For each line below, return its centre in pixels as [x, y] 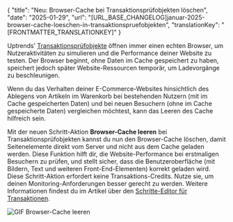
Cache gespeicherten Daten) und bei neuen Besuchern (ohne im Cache [110, 103]
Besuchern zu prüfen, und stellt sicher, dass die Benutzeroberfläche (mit [111, 161]
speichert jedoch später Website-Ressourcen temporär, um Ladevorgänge [114, 68]
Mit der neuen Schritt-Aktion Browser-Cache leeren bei [87, 132]
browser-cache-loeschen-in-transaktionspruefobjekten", [89, 25]
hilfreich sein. [27, 118]
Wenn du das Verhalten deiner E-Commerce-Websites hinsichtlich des [108, 89]
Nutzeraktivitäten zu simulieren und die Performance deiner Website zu [110, 53]
